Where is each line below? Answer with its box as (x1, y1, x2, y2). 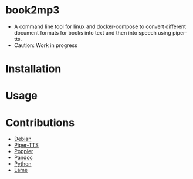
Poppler (13, 148, 33, 155)
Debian (13, 136, 32, 143)
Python (13, 160, 32, 167)
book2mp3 (5, 4, 60, 17)
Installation (5, 62, 62, 76)
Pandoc (13, 154, 33, 161)
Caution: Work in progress (13, 42, 77, 49)
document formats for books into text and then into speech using (13, 29, 171, 36)
